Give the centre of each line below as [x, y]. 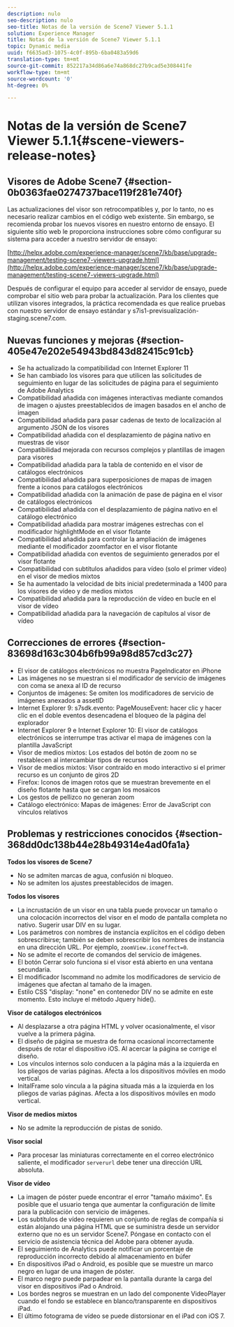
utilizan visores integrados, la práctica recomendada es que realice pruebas [116, 303]
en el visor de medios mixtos [59, 576]
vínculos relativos [43, 812]
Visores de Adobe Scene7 [65, 182]
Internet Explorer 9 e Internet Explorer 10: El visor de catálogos [108, 730]
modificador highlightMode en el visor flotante [84, 532]
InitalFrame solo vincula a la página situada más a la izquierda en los [116, 1086]
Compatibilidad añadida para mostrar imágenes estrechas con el [110, 524]
